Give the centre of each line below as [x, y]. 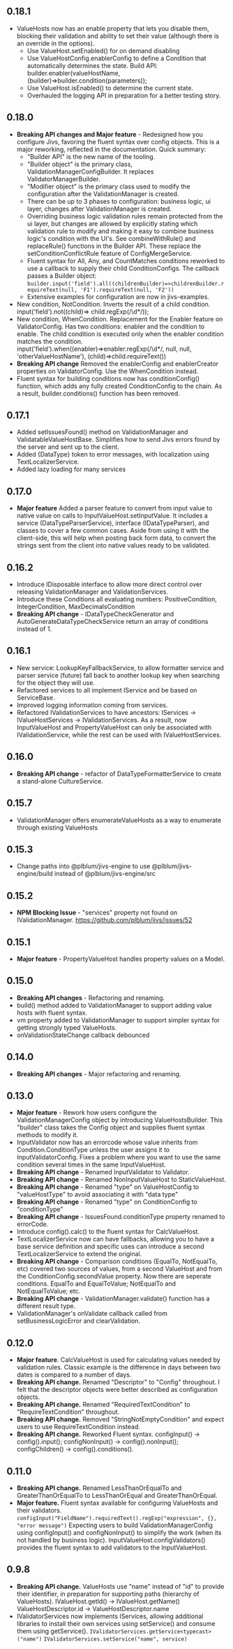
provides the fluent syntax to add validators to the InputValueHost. [112, 1547]
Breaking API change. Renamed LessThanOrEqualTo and [99, 1488]
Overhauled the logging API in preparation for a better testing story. [124, 95]
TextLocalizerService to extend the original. [79, 1254]
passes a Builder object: [62, 275]
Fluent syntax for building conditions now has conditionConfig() [108, 378]
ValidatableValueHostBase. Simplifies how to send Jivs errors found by [118, 440]
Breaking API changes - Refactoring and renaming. [91, 998]
